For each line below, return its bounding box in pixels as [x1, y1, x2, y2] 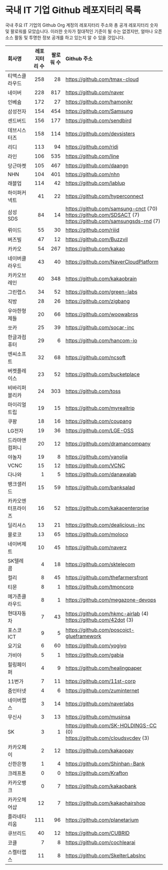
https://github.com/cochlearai [65, 838, 136, 845]
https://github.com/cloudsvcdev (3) [65, 734, 149, 741]
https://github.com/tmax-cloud [65, 75, 139, 82]
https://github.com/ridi [65, 143, 118, 150]
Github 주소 [65, 55, 93, 62]
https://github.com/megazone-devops [65, 596, 156, 603]
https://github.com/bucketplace [65, 370, 140, 377]
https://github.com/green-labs [65, 288, 137, 295]
